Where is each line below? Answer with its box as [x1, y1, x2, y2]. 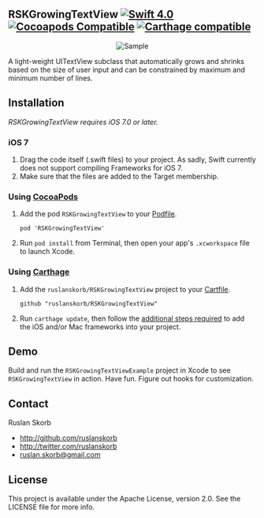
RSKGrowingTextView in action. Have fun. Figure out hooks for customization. [8, 374, 255, 384]
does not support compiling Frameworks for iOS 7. [19, 163, 183, 172]
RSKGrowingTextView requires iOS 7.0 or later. [8, 117, 158, 126]
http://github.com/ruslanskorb [19, 434, 118, 443]
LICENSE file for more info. [8, 502, 95, 512]
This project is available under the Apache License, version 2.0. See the [8, 494, 241, 503]
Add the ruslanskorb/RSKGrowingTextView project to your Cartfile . [19, 284, 231, 294]
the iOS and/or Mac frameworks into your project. [19, 321, 181, 332]
